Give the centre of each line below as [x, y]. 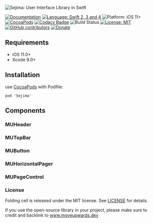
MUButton [18, 150]
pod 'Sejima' [18, 96]
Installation [22, 75]
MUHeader [18, 124]
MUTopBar [18, 138]
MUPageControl [24, 177]
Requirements [27, 43]
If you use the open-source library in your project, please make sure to [76, 210]
